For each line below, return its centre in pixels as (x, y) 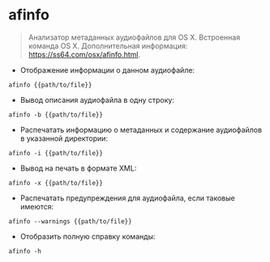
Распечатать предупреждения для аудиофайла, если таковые (127, 198)
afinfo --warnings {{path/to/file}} (70, 221)
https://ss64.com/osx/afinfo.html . (84, 54)
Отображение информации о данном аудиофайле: (107, 70)
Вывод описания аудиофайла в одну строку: (97, 99)
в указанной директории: (64, 138)
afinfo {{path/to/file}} (50, 85)
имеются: (37, 206)
